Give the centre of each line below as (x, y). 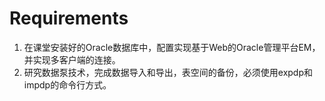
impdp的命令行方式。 (67, 84)
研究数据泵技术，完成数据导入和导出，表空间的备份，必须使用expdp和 (168, 72)
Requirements (69, 18)
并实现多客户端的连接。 (72, 59)
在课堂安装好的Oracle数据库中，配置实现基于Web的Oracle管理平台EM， (172, 47)
